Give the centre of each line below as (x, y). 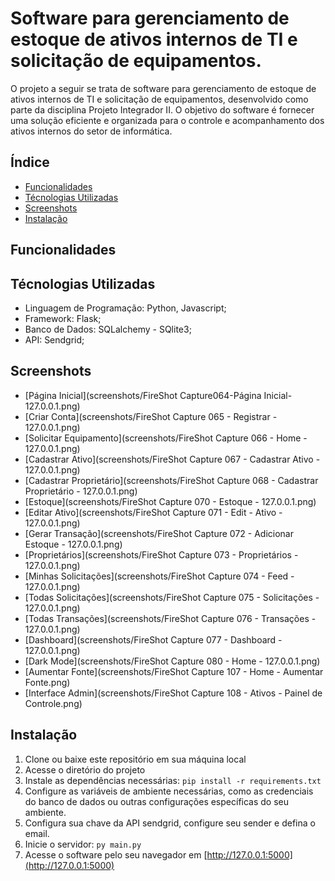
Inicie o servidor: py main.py (83, 844)
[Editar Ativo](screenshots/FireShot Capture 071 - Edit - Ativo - (153, 512)
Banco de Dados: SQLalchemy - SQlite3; (108, 329)
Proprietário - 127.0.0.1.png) (81, 491)
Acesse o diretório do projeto (85, 769)
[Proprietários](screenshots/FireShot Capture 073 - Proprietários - (161, 554)
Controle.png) (53, 703)
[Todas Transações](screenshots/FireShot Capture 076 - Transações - (170, 618)
